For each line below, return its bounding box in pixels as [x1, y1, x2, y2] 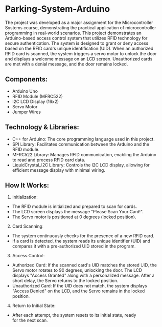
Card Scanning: [12, 224, 44, 229]
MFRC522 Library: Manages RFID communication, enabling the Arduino [12, 151, 157, 157]
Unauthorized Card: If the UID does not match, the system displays [12, 283, 147, 289]
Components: [5, 75, 48, 83]
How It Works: [5, 181, 49, 189]
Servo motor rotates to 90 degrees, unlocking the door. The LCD [12, 267, 142, 273]
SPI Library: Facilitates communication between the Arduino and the [12, 141, 150, 147]
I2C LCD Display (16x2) [12, 99, 59, 104]
